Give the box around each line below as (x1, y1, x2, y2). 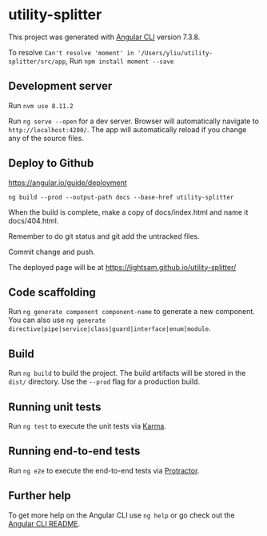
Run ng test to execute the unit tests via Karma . (8, 421, 166, 430)
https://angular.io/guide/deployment (8, 178, 128, 187)
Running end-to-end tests (8, 445, 141, 458)
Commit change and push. (8, 247, 96, 256)
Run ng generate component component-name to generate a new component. (8, 307, 256, 316)
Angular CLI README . (8, 518, 81, 528)
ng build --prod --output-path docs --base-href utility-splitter (8, 193, 234, 201)
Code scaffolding (8, 285, 96, 299)
